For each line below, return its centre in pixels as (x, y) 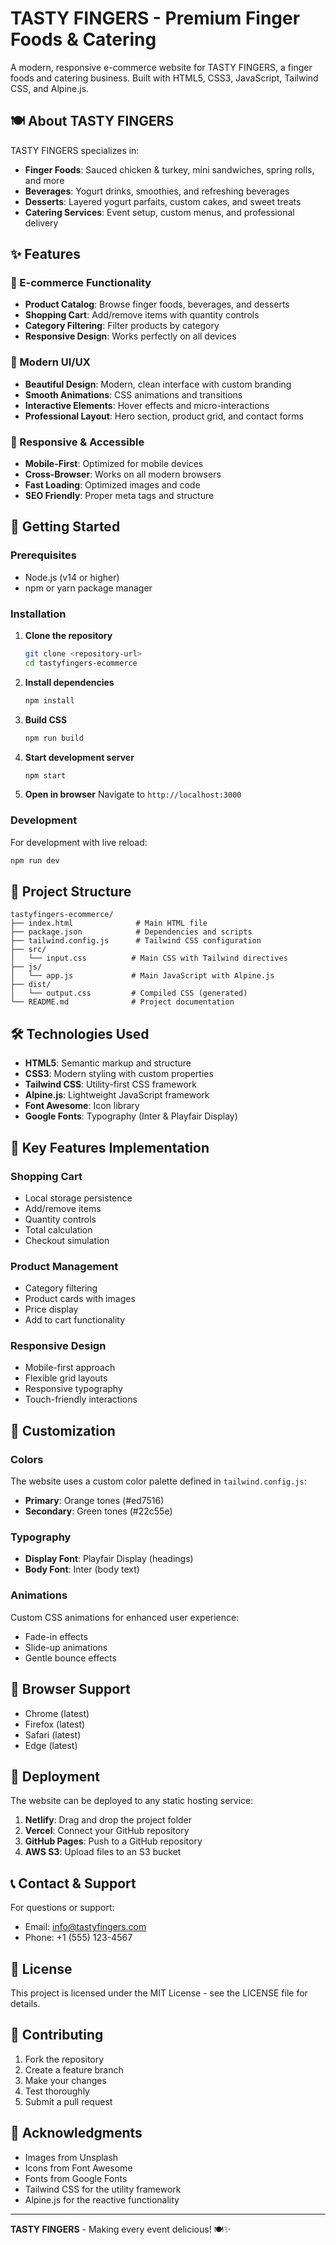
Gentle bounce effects (70, 1658)
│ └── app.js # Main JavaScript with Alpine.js (142, 976)
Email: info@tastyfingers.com (85, 1927)
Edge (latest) (51, 1745)
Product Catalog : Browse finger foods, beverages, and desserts (157, 304)
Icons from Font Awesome (78, 2168)
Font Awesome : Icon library (82, 1106)
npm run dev (35, 860)
